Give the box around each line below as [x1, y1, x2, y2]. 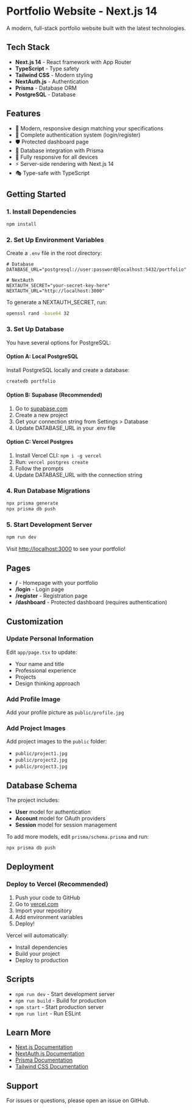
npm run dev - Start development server [15, 990, 115, 998]
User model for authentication [15, 808, 91, 815]
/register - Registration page [15, 592, 88, 600]
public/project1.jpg [15, 751, 68, 757]
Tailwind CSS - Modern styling [15, 71, 93, 79]
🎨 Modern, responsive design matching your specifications [15, 124, 163, 132]
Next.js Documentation [15, 1044, 73, 1051]
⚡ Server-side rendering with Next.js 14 [15, 160, 114, 167]
